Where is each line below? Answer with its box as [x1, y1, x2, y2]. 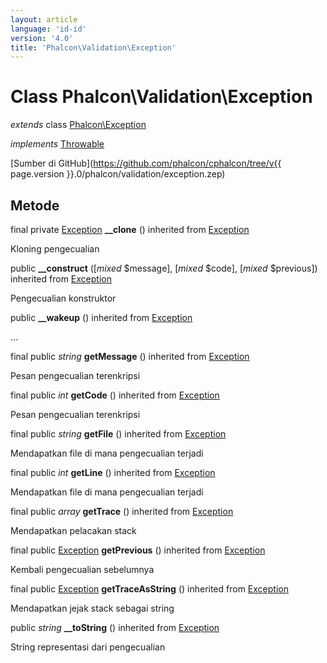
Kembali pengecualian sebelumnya [10, 564, 155, 575]
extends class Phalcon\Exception [10, 119, 147, 131]
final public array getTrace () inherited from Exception [10, 506, 234, 517]
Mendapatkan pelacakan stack [10, 525, 137, 536]
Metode [10, 197, 60, 214]
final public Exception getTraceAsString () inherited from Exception [10, 583, 289, 595]
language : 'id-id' [10, 24, 87, 34]
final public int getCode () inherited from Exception [10, 389, 220, 401]
